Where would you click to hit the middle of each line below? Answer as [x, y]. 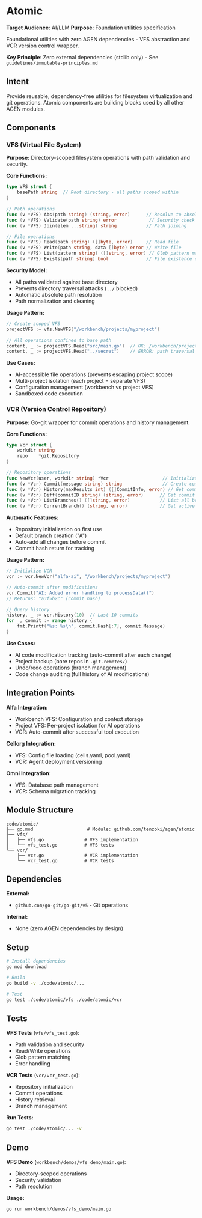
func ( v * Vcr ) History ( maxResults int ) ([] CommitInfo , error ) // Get [95, 489]
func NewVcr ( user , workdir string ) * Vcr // [87, 478]
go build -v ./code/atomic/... [45, 983]
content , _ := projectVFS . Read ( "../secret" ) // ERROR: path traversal [101, 352]
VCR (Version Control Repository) [56, 409]
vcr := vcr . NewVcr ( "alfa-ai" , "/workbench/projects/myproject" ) [88, 577]
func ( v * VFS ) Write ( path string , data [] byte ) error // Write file [94, 248]
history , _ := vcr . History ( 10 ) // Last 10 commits [72, 615]
